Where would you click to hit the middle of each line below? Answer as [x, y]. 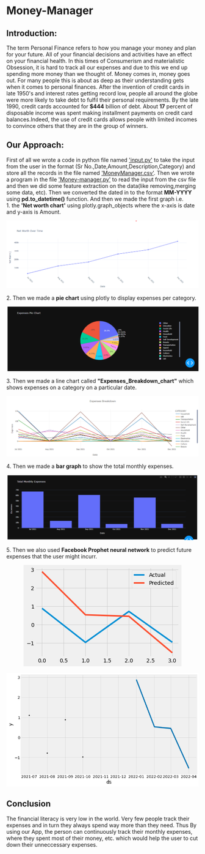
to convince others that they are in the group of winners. [77, 126]
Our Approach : [35, 145]
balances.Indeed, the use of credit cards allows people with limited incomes [102, 119]
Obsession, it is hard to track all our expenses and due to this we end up [97, 67]
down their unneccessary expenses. [52, 844]
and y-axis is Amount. [34, 212]
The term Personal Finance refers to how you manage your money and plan [101, 48]
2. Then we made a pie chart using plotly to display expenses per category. [101, 298]
